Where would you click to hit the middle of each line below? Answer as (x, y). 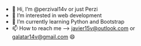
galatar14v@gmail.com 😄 (44, 37)
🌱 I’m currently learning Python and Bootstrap (68, 22)
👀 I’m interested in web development (57, 15)
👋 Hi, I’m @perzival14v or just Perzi (55, 9)
